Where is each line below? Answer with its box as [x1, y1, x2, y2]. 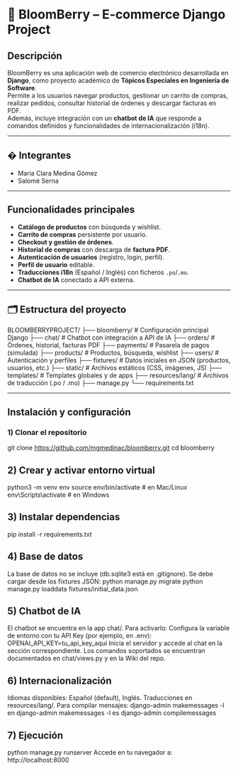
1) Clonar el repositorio [7, 427, 87, 437]
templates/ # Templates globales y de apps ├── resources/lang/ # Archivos [7, 371, 229, 379]
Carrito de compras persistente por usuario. [17, 230, 147, 239]
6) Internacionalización [7, 674, 112, 686]
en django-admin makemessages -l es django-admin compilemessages [7, 708, 217, 717]
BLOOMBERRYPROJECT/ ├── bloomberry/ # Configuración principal [7, 326, 209, 335]
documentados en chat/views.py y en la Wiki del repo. [7, 654, 166, 663]
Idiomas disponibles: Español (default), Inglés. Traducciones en [7, 694, 193, 702]
